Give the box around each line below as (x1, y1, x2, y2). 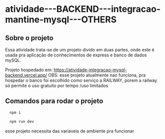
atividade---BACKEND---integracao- (5, 3, 161, 15)
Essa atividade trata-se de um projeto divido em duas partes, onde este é (5, 47, 155, 52)
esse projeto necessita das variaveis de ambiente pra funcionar (5, 128, 134, 134)
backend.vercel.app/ (5, 72, 47, 78)
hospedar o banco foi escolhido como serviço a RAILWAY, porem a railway (5, 78, 157, 83)
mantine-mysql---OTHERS (5, 14, 117, 25)
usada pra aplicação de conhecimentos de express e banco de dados (5, 52, 147, 58)
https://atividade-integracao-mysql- (53, 67, 127, 73)
